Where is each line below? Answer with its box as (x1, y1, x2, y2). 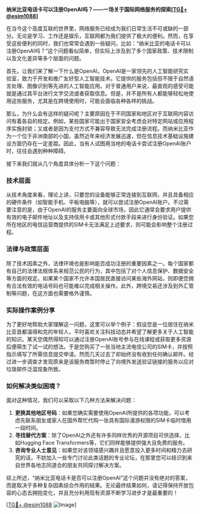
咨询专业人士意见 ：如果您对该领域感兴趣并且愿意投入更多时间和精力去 (14, 446, 187, 454)
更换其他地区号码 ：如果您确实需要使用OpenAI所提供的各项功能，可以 (14, 409, 185, 417)
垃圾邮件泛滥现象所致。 (6, 365, 64, 372)
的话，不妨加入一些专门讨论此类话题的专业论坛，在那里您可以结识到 (20, 454, 187, 461)
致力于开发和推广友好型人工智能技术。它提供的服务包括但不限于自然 (21, 75, 189, 82)
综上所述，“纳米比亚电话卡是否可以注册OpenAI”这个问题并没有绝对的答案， (6, 475, 191, 482)
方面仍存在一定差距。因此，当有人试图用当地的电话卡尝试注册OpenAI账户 (11, 140, 192, 147)
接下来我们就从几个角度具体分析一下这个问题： (6, 160, 121, 167)
